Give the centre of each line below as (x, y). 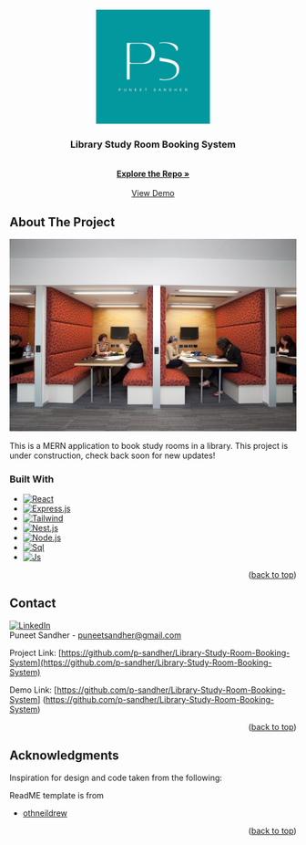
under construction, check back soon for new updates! (112, 455)
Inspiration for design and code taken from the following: (116, 777)
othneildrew (45, 813)
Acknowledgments (65, 756)
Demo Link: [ (33, 690)
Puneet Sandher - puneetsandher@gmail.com (96, 635)
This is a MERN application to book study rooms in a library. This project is (149, 445)
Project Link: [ (36, 652)
